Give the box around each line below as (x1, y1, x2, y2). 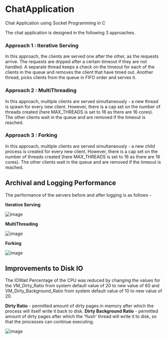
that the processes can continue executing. (5, 319, 94, 325)
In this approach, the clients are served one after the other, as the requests (5, 53, 159, 59)
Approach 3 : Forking (5, 132, 57, 139)
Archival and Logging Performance (5, 179, 116, 187)
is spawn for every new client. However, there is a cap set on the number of (5, 104, 161, 110)
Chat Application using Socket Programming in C (5, 20, 106, 26)
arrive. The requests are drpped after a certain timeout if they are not (5, 59, 147, 65)
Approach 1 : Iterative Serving (5, 42, 79, 49)
